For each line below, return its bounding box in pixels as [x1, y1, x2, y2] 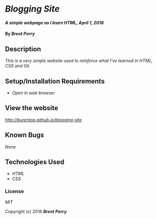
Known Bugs [5, 131, 44, 139]
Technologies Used [5, 158, 64, 166]
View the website [5, 104, 58, 112]
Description [5, 45, 41, 53]
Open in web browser [12, 90, 55, 96]
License [5, 188, 24, 195]
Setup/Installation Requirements [5, 77, 105, 85]
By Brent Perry [5, 31, 35, 37]
